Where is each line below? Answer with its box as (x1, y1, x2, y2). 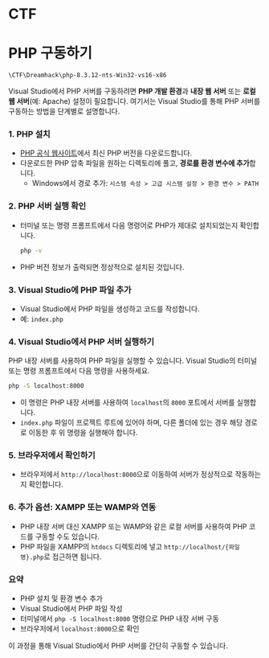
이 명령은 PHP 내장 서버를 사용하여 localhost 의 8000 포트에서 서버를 (19, 397, 235, 407)
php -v (19, 246, 43, 254)
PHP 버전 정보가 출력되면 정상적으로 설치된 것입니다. (19, 262, 185, 272)
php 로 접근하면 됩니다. (33, 552, 102, 561)
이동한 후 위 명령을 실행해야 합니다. (28, 428, 138, 438)
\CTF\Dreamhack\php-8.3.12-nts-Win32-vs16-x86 (8, 72, 167, 80)
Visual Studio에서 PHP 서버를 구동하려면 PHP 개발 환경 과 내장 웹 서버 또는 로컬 (8, 86, 256, 97)
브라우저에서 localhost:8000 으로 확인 (19, 623, 140, 633)
